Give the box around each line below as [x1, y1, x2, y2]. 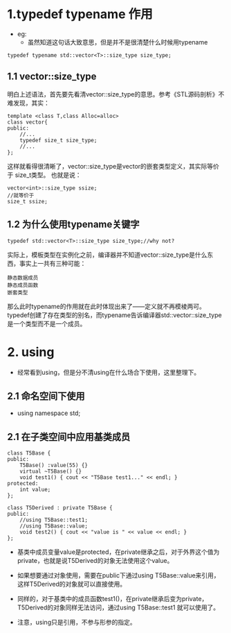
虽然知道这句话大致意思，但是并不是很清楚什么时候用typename [27, 37, 208, 46]
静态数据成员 [7, 274, 39, 281]
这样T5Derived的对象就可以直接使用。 [17, 580, 127, 589]
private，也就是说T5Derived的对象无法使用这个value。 [17, 557, 174, 565]
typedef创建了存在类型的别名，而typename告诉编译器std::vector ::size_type [7, 310, 223, 319]
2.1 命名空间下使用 [7, 390, 85, 402]
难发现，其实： [7, 99, 50, 107]
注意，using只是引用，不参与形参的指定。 [17, 618, 136, 627]
